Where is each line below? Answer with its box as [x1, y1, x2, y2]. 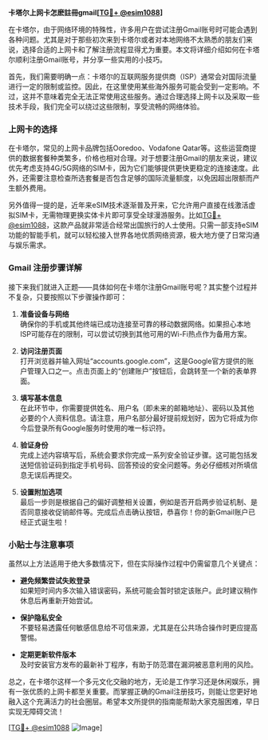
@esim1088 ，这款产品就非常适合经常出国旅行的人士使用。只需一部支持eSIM [8, 220, 259, 230]
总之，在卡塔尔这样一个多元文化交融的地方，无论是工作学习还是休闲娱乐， [8, 676, 253, 686]
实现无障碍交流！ [8, 706, 65, 716]
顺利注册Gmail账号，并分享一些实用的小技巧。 [14, 55, 167, 64]
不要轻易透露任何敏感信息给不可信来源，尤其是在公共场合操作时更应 [19, 622, 244, 632]
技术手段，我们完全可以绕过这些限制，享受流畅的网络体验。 [8, 102, 204, 111]
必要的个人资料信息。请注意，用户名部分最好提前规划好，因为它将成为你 [19, 413, 258, 422]
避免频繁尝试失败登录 [19, 575, 90, 585]
